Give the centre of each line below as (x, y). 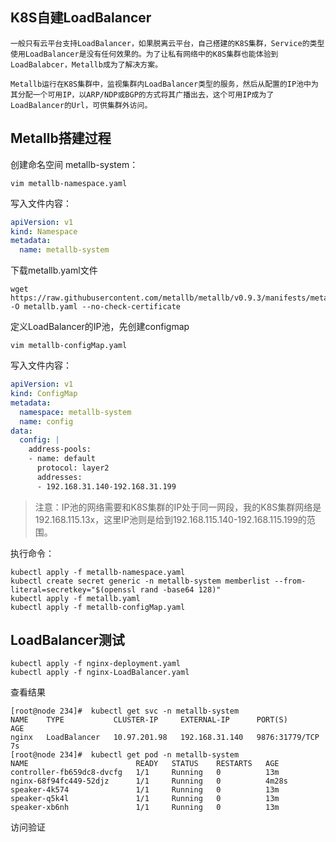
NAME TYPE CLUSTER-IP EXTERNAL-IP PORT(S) (149, 720)
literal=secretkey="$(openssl (73, 589)
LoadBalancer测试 (67, 640)
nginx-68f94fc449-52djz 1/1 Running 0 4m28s (149, 781)
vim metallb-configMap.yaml (69, 346)
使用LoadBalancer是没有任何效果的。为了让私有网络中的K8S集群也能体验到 (144, 54)
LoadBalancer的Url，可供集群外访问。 (81, 105)
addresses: (59, 477)
